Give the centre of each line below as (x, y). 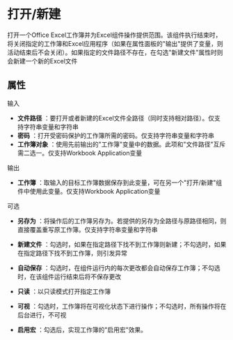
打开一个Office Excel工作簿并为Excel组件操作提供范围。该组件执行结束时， (114, 35)
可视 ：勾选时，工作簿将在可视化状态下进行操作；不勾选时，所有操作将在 (122, 306)
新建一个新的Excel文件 (45, 61)
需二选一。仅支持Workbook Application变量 (80, 153)
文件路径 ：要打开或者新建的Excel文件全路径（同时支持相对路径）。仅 (116, 118)
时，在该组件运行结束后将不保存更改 (69, 277)
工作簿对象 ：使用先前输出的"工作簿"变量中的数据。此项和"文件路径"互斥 (121, 144)
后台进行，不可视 (42, 315)
